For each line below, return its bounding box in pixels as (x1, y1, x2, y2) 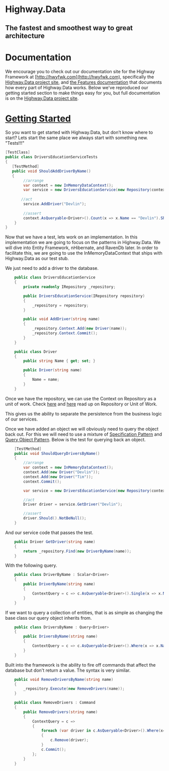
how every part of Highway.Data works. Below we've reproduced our (5, 84, 148, 90)
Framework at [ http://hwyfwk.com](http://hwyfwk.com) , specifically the (5, 74, 154, 80)
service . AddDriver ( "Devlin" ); (23, 202, 87, 207)
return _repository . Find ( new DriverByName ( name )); (23, 549, 132, 554)
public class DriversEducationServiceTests (5, 155, 98, 160)
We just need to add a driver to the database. (5, 265, 99, 271)
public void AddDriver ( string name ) (23, 317, 100, 322)
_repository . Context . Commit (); (32, 331, 98, 336)
